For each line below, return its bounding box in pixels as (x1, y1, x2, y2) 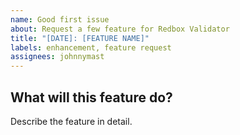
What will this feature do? (10, 89, 173, 106)
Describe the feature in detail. (10, 115, 133, 127)
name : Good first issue (10, 14, 110, 25)
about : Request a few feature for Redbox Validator (10, 24, 230, 34)
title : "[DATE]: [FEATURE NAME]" (10, 33, 150, 43)
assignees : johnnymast (10, 52, 105, 62)
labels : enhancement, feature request (10, 42, 172, 53)
